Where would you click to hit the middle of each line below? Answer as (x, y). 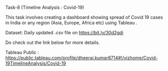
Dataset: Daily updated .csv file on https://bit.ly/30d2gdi (65, 32)
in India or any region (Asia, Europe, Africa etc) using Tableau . (71, 23)
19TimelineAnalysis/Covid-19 (36, 63)
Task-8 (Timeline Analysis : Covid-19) (45, 7)
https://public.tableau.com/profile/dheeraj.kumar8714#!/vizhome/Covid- (81, 58)
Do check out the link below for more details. (52, 42)
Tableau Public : (22, 52)
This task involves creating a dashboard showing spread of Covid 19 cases (84, 17)
